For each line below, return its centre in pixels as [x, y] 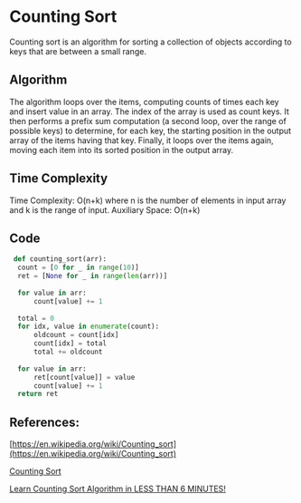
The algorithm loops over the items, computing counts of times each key [144, 102]
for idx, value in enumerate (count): [89, 327]
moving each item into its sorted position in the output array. [122, 150]
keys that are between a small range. [78, 51]
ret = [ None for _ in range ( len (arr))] [93, 276]
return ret [38, 394]
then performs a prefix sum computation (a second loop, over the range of [148, 121]
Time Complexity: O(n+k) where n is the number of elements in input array [148, 200]
